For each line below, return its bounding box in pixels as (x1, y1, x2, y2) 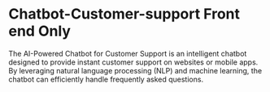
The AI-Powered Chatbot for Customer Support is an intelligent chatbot (8, 48, 247, 58)
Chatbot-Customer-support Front (8, 5, 240, 23)
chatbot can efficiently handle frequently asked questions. (8, 74, 204, 84)
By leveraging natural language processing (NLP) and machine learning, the (8, 65, 263, 75)
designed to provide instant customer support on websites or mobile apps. (8, 57, 259, 67)
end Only (8, 22, 72, 40)
